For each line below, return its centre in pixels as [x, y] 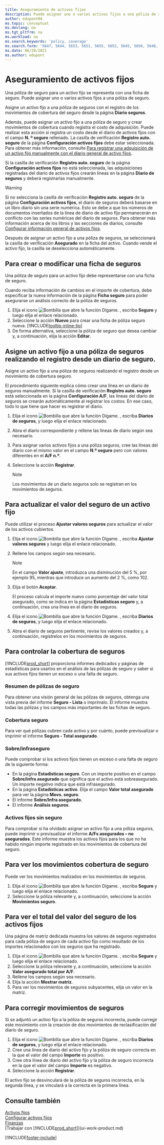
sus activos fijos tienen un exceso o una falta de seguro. [62, 674]
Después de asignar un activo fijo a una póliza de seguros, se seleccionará [80, 238]
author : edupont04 [24, 19]
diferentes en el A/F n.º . [36, 455]
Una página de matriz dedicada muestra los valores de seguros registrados [81, 936]
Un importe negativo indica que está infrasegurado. [64, 784]
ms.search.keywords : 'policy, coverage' [47, 42]
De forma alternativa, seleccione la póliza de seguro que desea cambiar [84, 331]
